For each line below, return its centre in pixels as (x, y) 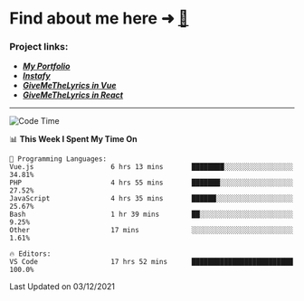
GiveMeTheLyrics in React (73, 95)
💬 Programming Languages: (58, 159)
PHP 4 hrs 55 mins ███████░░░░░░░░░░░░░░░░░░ (152, 183)
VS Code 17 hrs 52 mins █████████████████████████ (152, 262)
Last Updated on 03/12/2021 (62, 287)
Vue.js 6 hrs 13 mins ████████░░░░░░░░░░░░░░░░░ (152, 167)
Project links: (39, 47)
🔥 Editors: (30, 254)
